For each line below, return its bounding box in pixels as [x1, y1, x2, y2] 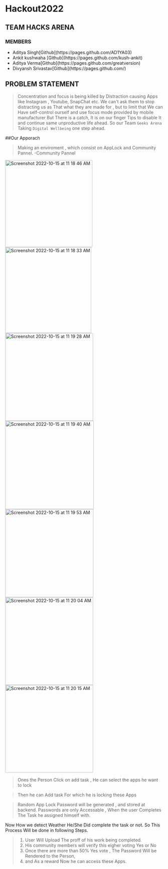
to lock [17, 782, 32, 788]
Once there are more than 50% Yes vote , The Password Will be [25, 847, 157, 853]
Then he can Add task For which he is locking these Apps [17, 792, 137, 798]
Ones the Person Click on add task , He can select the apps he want [17, 777, 158, 783]
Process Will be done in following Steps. [5, 827, 89, 833]
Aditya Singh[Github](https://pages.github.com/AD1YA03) [12, 49, 132, 55]
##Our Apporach [5, 135, 40, 141]
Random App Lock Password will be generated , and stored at [17, 801, 145, 807]
